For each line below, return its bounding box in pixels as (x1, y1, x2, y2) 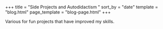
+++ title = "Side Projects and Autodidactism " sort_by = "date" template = (5, 4, 159, 10)
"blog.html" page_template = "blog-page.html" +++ (5, 9, 111, 15)
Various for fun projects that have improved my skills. (5, 19, 115, 24)
